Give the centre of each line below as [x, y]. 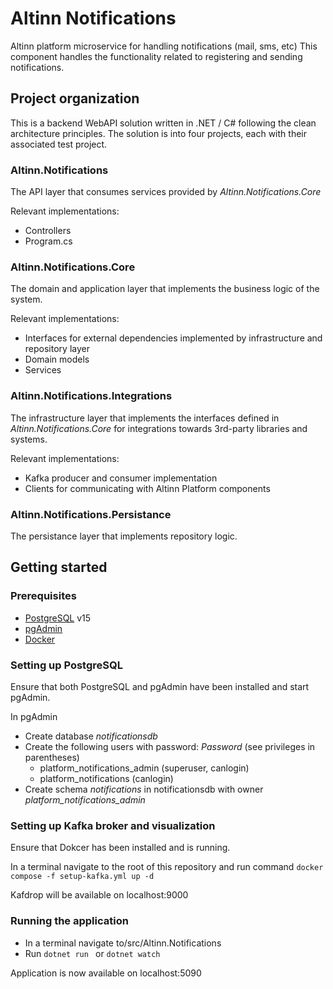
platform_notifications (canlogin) [106, 778]
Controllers [48, 231]
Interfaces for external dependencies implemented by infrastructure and [173, 338]
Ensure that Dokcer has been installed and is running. [120, 848]
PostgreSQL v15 [58, 618]
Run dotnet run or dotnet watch [92, 953]
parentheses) [52, 757]
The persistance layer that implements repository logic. [124, 536]
